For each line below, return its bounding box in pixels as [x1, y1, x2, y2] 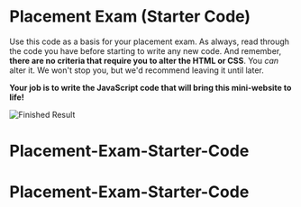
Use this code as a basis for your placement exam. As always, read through [9, 36, 290, 47]
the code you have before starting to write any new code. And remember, [9, 45, 282, 56]
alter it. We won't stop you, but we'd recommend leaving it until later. [9, 65, 264, 76]
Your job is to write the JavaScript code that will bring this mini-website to [9, 82, 292, 93]
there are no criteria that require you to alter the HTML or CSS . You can [9, 55, 279, 66]
